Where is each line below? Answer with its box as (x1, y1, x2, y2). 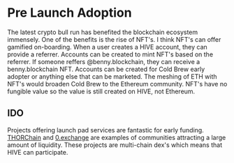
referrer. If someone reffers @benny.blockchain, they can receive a (7, 57, 200, 65)
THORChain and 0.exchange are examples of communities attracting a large (7, 133, 226, 141)
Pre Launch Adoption (7, 5, 132, 21)
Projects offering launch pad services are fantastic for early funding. (7, 125, 204, 134)
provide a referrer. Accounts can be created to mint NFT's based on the (7, 50, 214, 59)
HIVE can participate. (7, 148, 68, 156)
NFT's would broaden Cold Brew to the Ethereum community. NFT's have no (7, 79, 228, 88)
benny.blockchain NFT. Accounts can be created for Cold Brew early (7, 65, 205, 73)
